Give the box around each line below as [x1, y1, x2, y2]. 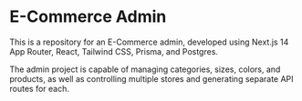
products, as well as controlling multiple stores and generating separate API [9, 73, 294, 84]
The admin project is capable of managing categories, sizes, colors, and [9, 64, 281, 75]
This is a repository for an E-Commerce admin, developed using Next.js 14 [9, 36, 289, 47]
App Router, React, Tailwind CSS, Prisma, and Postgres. [9, 45, 219, 56]
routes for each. [9, 83, 70, 94]
